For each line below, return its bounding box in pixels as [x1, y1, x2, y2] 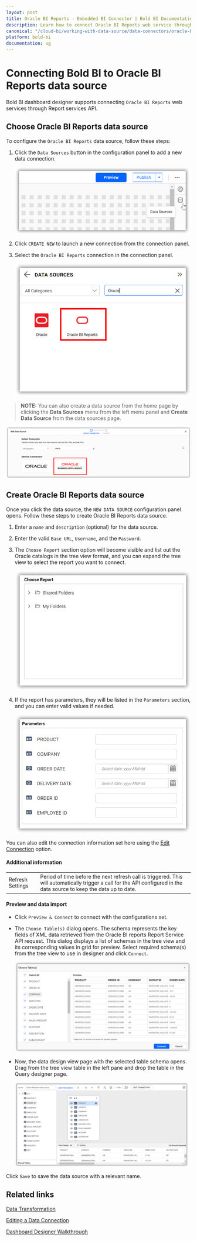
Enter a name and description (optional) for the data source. [14, 523, 158, 531]
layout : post [6, 9, 38, 15]
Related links [6, 1190, 55, 1200]
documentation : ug [6, 41, 51, 46]
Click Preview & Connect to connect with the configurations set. [14, 913, 168, 920]
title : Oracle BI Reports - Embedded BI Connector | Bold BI [6, 15, 159, 22]
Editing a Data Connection [6, 1216, 69, 1223]
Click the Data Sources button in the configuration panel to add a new [14, 149, 182, 156]
